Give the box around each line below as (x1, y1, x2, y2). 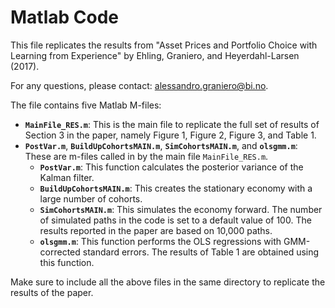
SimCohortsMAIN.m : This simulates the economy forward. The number (39, 203, 323, 215)
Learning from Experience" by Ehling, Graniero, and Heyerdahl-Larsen (10, 49, 300, 61)
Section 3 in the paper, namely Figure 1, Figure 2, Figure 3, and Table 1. (24, 129, 317, 141)
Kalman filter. (39, 171, 95, 183)
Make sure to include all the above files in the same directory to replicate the (10, 276, 326, 288)
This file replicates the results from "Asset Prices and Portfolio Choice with (10, 39, 318, 51)
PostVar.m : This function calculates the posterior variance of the (39, 161, 304, 173)
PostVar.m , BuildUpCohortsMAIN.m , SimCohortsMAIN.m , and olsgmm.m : (24, 139, 298, 151)
